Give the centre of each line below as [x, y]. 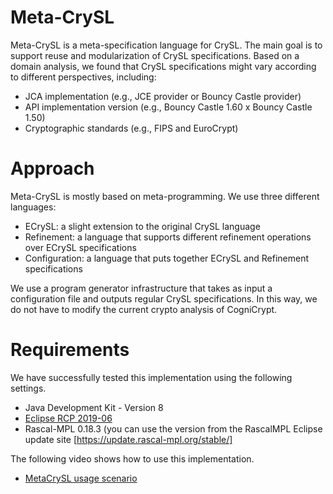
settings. [28, 388]
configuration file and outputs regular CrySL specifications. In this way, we [164, 298]
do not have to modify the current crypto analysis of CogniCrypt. [144, 309]
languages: [33, 207]
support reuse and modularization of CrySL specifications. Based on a [155, 55]
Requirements [70, 350]
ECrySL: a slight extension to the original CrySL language [142, 226]
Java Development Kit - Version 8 [94, 407]
